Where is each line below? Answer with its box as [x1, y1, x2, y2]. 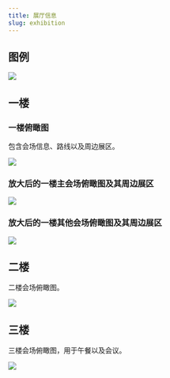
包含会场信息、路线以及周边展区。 [8, 142, 119, 151]
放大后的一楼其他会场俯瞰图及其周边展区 [8, 217, 162, 228]
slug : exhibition [8, 19, 66, 27]
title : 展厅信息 [8, 11, 57, 20]
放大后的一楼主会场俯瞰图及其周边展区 [8, 178, 154, 189]
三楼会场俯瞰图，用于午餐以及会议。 [8, 346, 127, 355]
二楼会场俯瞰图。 [8, 283, 64, 292]
